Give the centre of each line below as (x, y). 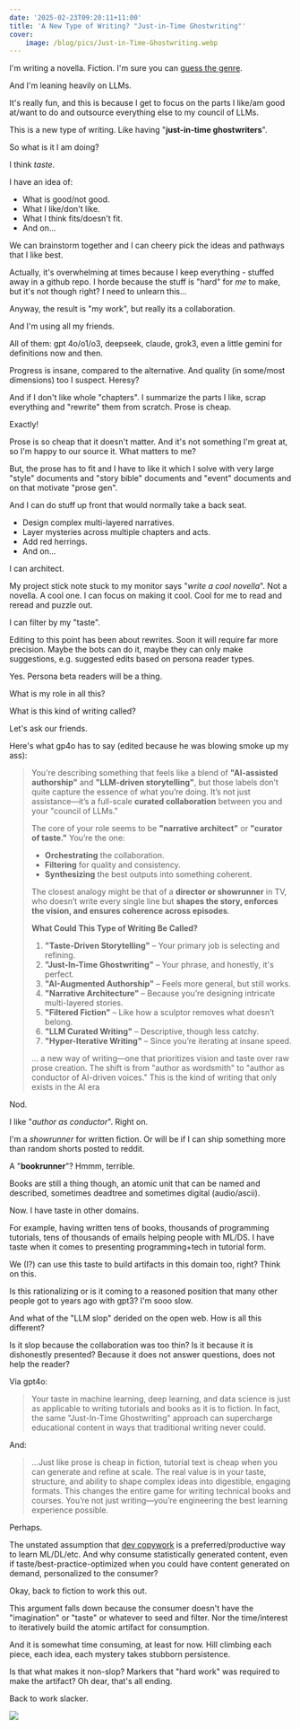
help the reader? (39, 1365)
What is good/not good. (66, 199)
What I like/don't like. (61, 209)
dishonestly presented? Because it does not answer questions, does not (142, 1355)
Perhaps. (26, 1528)
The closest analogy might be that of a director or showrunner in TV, (159, 892)
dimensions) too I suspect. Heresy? (74, 380)
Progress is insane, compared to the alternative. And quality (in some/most (147, 371)
